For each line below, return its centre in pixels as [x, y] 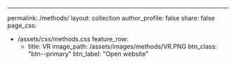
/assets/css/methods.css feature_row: [73, 39]
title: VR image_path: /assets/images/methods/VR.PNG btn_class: [123, 46]
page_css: [22, 26]
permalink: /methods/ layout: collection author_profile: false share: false [111, 18]
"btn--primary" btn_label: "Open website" [88, 54]
